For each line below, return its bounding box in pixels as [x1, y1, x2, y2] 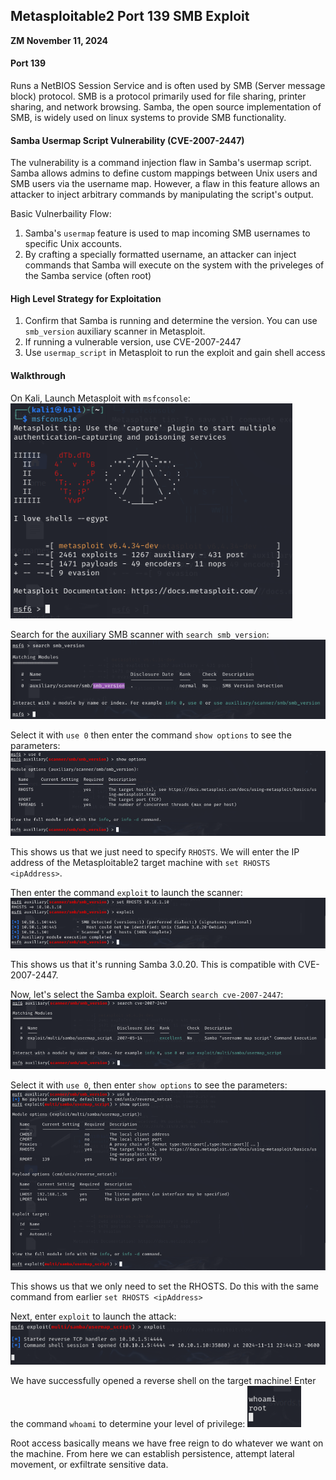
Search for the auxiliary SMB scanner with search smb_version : [10, 628, 270, 640]
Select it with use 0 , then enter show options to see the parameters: [10, 1079, 288, 1091]
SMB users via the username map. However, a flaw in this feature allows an [10, 178, 320, 190]
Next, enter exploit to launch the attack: [10, 1310, 177, 1322]
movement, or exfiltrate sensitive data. [10, 1459, 169, 1471]
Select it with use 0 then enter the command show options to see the [10, 729, 292, 741]
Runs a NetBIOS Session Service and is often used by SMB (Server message [10, 80, 326, 92]
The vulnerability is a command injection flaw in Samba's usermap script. [10, 157, 312, 169]
